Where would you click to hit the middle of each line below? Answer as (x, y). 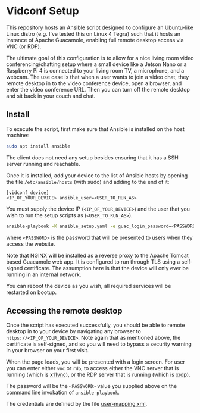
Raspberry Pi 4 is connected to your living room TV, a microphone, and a (95, 70)
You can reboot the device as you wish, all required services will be (89, 286)
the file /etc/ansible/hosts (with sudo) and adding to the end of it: (88, 182)
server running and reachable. (43, 164)
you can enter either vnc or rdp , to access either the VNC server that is (93, 368)
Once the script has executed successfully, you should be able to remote (96, 325)
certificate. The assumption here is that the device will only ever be (107, 268)
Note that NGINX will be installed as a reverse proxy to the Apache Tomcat (97, 255)
